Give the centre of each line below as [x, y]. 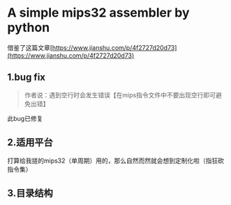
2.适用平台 [30, 143]
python [29, 27]
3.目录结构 [30, 193]
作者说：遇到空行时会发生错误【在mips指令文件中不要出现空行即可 [120, 95]
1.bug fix [27, 77]
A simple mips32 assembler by [98, 13]
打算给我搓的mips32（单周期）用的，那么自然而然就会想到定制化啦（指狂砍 [116, 161]
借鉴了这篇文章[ [30, 47]
